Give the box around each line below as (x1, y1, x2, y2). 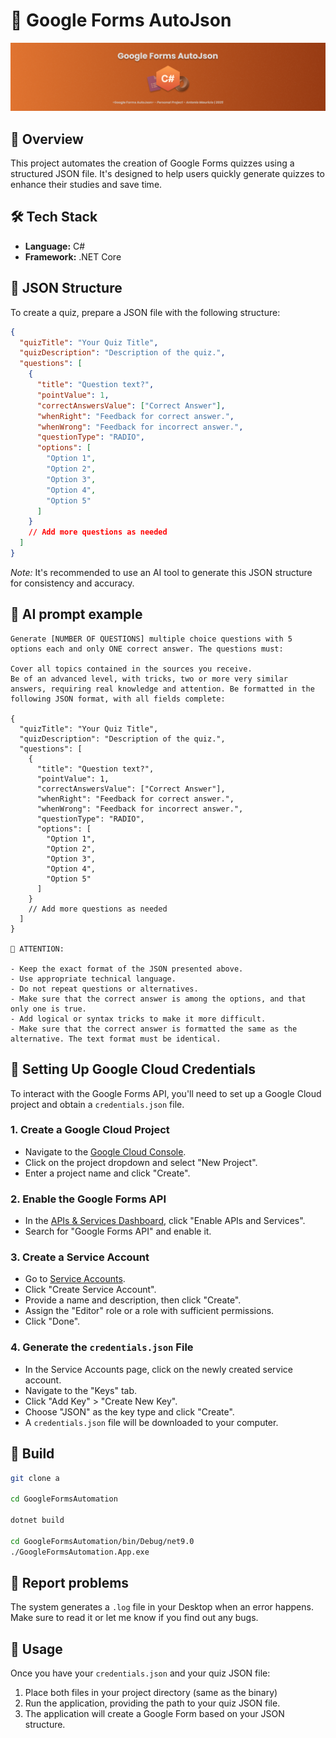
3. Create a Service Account (10, 1250, 150, 1264)
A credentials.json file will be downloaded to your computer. (24, 1416, 279, 1428)
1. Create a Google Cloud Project (10, 1123, 170, 1137)
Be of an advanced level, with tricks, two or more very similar (10, 674, 288, 684)
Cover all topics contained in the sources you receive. (10, 664, 253, 674)
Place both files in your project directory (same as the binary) (24, 1687, 278, 1699)
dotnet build (10, 1515, 65, 1526)
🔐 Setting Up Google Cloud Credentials (10, 1061, 257, 1078)
